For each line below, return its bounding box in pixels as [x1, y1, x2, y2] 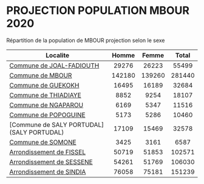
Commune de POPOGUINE [9, 111, 86, 119]
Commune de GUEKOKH [9, 81, 80, 89]
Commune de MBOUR [9, 71, 72, 80]
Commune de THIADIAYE [9, 90, 82, 99]
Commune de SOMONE [9, 138, 77, 146]
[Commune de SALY [9, 120, 68, 129]
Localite [45, 51, 70, 60]
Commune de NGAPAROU [9, 101, 84, 109]
